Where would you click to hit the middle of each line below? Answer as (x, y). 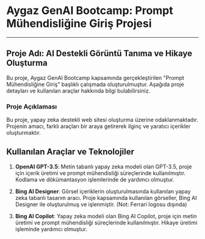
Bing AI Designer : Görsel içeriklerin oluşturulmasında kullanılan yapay (103, 191)
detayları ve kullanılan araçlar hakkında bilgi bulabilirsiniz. (78, 91)
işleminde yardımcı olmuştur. (51, 229)
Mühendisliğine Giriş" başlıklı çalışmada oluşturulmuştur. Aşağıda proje (95, 84)
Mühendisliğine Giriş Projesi (79, 23)
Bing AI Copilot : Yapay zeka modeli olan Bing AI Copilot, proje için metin (106, 216)
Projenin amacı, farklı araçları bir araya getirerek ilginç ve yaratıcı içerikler (99, 126)
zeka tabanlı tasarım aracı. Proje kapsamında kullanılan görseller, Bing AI (106, 198)
